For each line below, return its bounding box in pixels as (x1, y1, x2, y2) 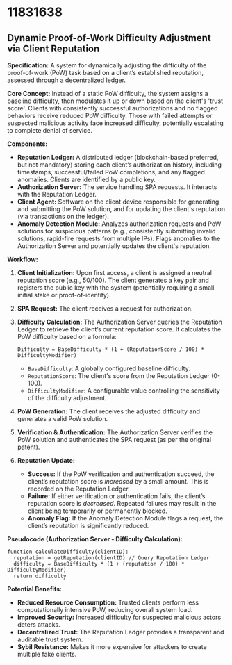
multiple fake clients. (17, 650, 77, 658)
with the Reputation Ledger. (17, 190, 97, 198)
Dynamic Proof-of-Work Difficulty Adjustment (7, 32, 212, 44)
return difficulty (13, 573, 67, 580)
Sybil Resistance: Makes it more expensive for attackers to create (17, 643, 207, 650)
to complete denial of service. (7, 126, 92, 134)
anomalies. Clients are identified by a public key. (17, 175, 156, 183)
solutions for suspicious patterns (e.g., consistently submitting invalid (17, 227, 216, 235)
